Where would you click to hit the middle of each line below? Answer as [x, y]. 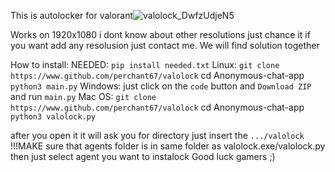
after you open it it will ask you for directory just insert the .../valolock [157, 135]
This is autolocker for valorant [72, 15]
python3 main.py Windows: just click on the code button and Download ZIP [161, 86]
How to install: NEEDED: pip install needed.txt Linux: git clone [145, 64]
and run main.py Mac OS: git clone [83, 96]
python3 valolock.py [53, 117]
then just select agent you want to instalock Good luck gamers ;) [143, 156]
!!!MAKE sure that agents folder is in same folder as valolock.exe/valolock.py [168, 146]
